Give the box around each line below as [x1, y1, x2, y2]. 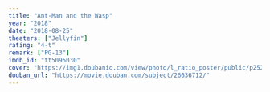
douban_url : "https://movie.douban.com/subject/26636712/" [8, 71, 211, 79]
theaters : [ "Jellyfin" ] [8, 34, 88, 42]
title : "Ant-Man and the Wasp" [8, 11, 113, 20]
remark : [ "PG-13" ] [8, 49, 70, 57]
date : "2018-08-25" [8, 26, 74, 34]
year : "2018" [8, 19, 52, 27]
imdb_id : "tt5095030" [8, 57, 81, 65]
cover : [8, 64, 31, 72]
